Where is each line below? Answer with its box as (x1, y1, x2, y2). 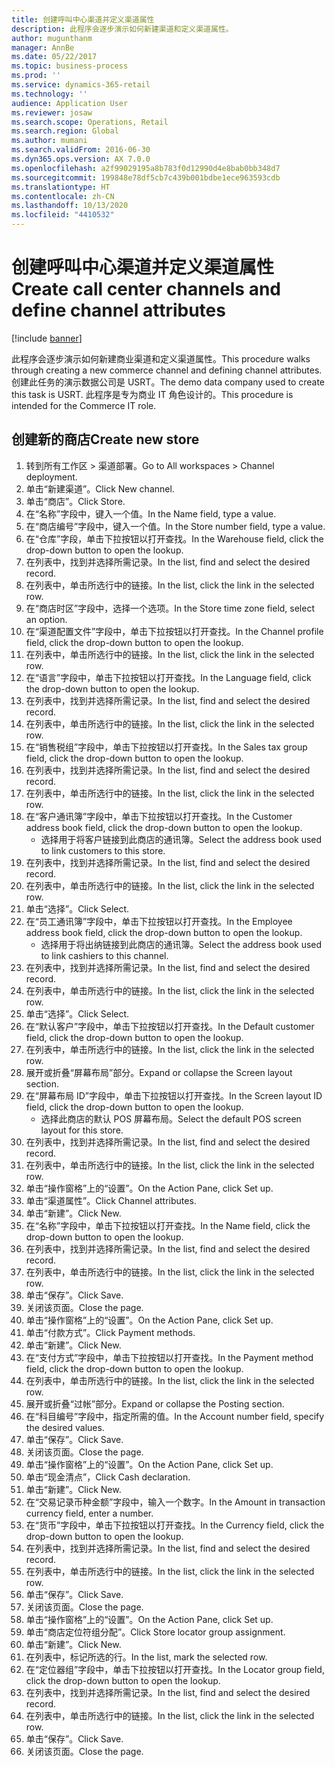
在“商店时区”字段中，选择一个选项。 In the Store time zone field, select (25, 602, 316, 614)
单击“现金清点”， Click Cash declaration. (25, 1471, 191, 1483)
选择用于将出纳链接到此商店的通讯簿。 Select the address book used (40, 938, 323, 950)
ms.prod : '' (11, 71, 61, 81)
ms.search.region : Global (11, 126, 119, 136)
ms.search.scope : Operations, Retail (11, 117, 169, 127)
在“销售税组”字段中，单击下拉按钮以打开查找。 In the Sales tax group (25, 741, 308, 753)
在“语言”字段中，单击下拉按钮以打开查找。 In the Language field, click (25, 671, 312, 683)
